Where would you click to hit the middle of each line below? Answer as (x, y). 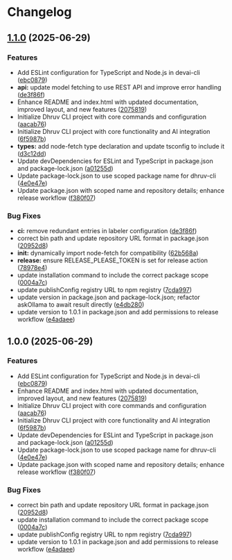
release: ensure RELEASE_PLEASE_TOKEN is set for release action (113, 260)
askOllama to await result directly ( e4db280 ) (81, 305)
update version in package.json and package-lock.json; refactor (109, 297)
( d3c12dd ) (32, 153)
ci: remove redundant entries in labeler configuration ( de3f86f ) (107, 231)
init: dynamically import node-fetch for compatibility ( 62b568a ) (108, 253)
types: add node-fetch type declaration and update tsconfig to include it (121, 146)
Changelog (39, 12)
